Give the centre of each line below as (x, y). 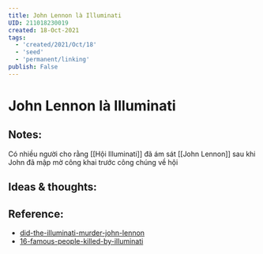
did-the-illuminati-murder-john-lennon (82, 233)
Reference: (36, 214)
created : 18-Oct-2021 (44, 30)
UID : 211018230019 (38, 23)
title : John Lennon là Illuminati (65, 15)
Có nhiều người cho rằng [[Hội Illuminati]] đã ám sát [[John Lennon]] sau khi (132, 154)
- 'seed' (30, 52)
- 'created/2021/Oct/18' (56, 45)
